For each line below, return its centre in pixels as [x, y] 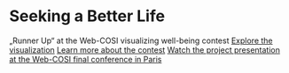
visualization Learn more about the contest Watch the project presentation [145, 49]
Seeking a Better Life [87, 16]
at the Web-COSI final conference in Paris [86, 59]
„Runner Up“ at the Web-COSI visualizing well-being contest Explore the [141, 40]
